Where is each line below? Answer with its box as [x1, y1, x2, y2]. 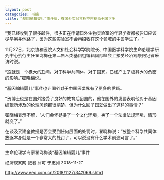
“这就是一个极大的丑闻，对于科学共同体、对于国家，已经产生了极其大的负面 [5, 69, 157, 75]
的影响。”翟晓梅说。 [5, 75, 44, 81]
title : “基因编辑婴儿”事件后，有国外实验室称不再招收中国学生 [5, 16, 116, 21]
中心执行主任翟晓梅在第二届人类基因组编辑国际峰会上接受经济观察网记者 [9, 53, 155, 58]
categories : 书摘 [5, 12, 39, 17]
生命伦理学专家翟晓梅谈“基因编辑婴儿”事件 [5, 149, 90, 156]
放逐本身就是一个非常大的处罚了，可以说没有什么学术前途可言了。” [5, 135, 138, 141]
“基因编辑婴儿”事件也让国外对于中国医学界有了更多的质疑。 [5, 86, 124, 91]
